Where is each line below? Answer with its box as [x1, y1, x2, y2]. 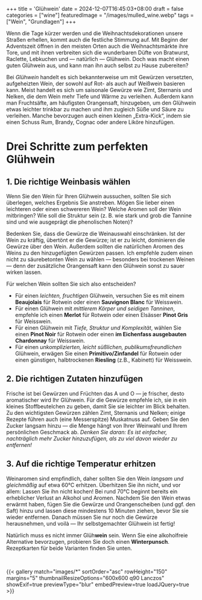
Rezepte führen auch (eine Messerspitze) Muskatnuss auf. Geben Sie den [6, 416, 189, 423]
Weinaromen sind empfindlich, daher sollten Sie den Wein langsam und [6, 475, 184, 482]
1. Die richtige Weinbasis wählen [6, 177, 131, 187]
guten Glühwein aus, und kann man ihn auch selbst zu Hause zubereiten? [6, 62, 189, 69]
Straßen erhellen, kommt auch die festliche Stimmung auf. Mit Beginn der [6, 36, 188, 43]
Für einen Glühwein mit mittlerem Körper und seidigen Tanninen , [14, 305, 175, 312]
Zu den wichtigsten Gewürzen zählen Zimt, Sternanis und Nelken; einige [6, 409, 186, 416]
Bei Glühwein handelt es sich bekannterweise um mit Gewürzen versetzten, [6, 74, 194, 80]
